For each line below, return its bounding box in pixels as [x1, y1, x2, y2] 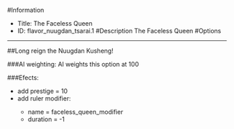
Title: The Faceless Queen [17, 19, 93, 27]
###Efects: [7, 74, 39, 82]
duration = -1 [27, 115, 65, 123]
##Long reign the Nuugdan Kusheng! [7, 46, 114, 55]
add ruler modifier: [17, 94, 71, 103]
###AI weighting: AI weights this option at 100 [7, 60, 139, 68]
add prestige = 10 [17, 87, 68, 95]
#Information [7, 6, 45, 14]
